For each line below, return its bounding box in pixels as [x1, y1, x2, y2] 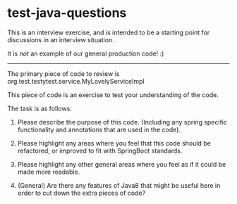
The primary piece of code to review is [7, 69, 120, 78]
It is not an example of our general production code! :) [7, 49, 164, 58]
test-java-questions [7, 5, 127, 21]
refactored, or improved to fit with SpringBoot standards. [17, 146, 183, 155]
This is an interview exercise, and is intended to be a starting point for [7, 28, 210, 37]
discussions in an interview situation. [7, 35, 114, 44]
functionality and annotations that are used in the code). [17, 125, 181, 134]
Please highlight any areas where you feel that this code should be [17, 139, 212, 147]
